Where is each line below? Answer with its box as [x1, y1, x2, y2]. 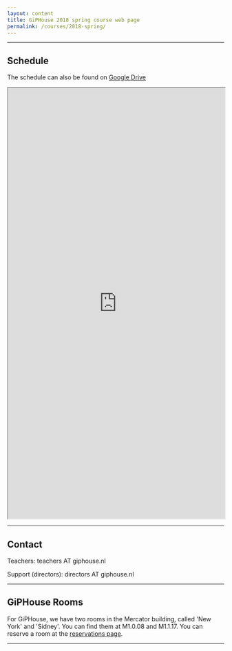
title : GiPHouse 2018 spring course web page [7, 17, 140, 23]
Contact [7, 539, 43, 550]
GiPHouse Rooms [7, 597, 84, 608]
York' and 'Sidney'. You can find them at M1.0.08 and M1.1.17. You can [7, 622, 203, 630]
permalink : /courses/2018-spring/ [7, 23, 107, 30]
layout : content [7, 10, 54, 17]
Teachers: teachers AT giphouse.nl [7, 557, 107, 565]
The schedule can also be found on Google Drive [7, 73, 147, 81]
